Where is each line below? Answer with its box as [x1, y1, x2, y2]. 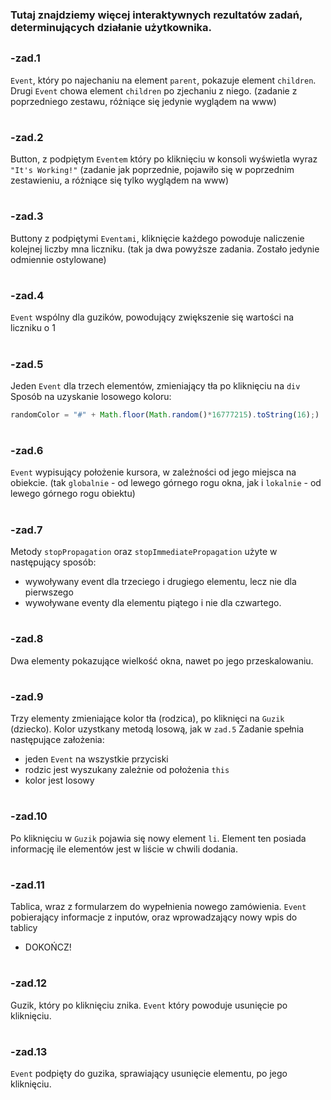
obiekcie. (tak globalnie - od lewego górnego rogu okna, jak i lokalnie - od [10, 477, 322, 489]
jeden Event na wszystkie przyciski [24, 753, 169, 765]
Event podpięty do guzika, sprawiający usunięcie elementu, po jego [10, 1068, 288, 1080]
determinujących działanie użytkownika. [10, 20, 213, 34]
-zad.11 [10, 878, 45, 892]
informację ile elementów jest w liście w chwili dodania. [10, 843, 238, 855]
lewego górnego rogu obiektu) [10, 488, 136, 500]
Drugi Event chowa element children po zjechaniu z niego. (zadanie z [10, 84, 298, 97]
